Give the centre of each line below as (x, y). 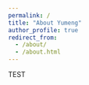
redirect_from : (33, 37)
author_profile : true (43, 30)
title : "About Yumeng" (45, 23)
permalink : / (29, 15)
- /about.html (38, 52)
